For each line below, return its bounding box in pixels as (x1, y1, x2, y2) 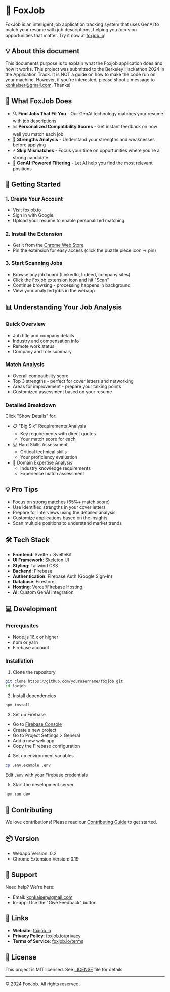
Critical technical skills (20, 449, 67, 455)
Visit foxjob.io (12, 207, 41, 213)
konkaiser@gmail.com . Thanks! (5, 82, 71, 88)
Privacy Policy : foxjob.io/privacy (12, 933, 81, 939)
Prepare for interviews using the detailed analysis (12, 509, 116, 515)
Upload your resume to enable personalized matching (12, 218, 125, 224)
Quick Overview (5, 321, 46, 328)
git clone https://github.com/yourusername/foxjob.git (5, 679, 123, 684)
